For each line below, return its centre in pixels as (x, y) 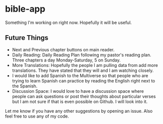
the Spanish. (25, 86)
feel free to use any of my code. (37, 116)
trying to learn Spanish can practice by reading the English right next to (83, 81)
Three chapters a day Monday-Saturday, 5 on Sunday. (66, 60)
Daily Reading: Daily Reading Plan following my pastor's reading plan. (82, 55)
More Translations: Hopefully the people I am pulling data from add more (85, 65)
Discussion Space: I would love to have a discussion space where (78, 91)
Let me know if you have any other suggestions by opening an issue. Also (79, 111)
